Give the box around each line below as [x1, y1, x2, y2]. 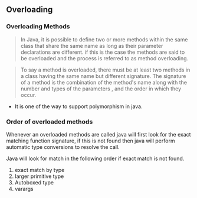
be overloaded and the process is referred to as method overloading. [20, 54, 189, 61]
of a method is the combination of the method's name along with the [20, 79, 188, 86]
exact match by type [14, 166, 65, 173]
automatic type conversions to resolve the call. [6, 143, 120, 150]
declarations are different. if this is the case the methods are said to [20, 48, 185, 56]
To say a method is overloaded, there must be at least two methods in [20, 66, 191, 73]
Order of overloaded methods [6, 118, 93, 126]
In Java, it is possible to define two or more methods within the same [20, 35, 188, 43]
